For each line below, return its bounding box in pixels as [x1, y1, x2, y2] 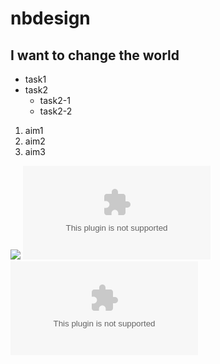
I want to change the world [10, 47, 180, 64]
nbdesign [10, 7, 91, 30]
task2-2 [39, 105, 73, 117]
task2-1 [39, 95, 71, 106]
